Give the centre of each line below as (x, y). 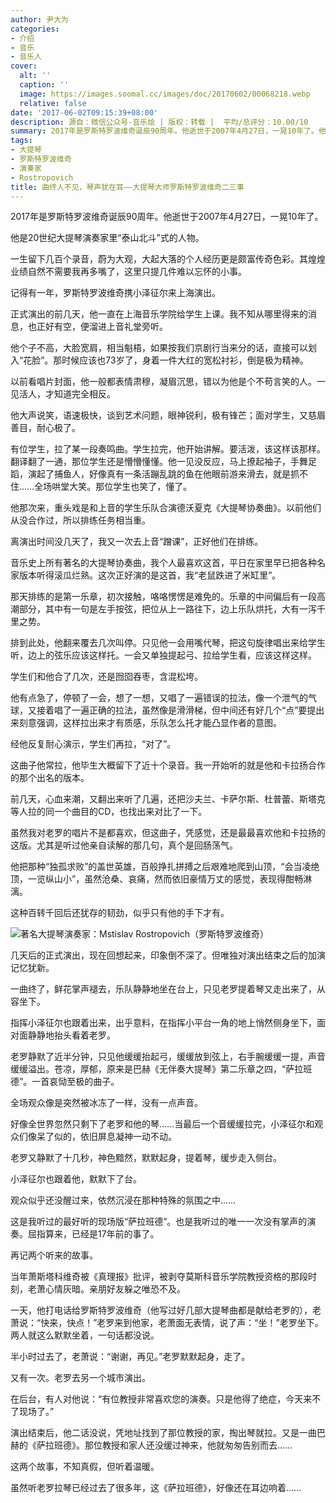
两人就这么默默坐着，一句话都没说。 (85, 1335)
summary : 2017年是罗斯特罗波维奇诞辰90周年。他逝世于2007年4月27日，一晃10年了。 (164, 131)
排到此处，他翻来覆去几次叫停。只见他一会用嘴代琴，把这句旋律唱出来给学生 (168, 643)
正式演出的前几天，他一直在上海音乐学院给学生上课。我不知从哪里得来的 (159, 314)
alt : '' (35, 76)
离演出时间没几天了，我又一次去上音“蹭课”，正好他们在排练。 (137, 542)
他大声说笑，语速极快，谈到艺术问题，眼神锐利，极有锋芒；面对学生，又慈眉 (168, 415)
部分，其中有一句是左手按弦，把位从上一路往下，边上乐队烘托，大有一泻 (167, 609)
